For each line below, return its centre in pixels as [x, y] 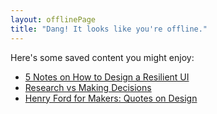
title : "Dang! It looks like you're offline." [109, 29]
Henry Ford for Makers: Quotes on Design [111, 98]
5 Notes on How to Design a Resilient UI [107, 77]
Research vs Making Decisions [88, 87]
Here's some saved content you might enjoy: [102, 57]
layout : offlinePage [53, 19]
